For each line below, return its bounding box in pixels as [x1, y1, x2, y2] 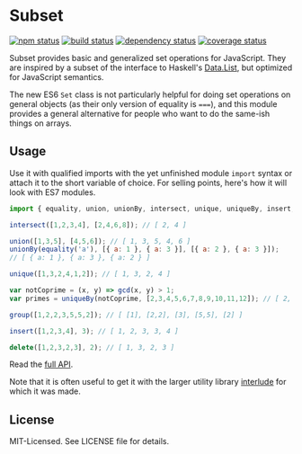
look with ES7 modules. [9, 186, 96, 198]
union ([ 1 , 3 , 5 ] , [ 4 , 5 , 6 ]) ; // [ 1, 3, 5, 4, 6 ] [9, 236, 191, 245]
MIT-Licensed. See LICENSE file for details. [9, 436, 170, 447]
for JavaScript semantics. [9, 71, 104, 82]
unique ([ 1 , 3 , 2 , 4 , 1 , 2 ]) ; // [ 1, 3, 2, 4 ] [9, 270, 171, 279]
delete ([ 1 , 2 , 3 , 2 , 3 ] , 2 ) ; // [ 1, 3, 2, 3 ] [9, 343, 175, 352]
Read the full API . [9, 359, 74, 369]
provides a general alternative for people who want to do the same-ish [9, 108, 271, 119]
